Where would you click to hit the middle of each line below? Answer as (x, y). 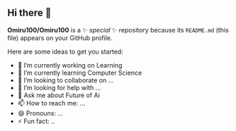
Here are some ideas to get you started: (66, 51)
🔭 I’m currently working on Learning (70, 65)
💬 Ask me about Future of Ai (59, 95)
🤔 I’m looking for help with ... (59, 87)
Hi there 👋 (29, 13)
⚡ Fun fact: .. (36, 121)
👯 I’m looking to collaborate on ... (66, 80)
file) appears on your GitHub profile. (60, 38)
